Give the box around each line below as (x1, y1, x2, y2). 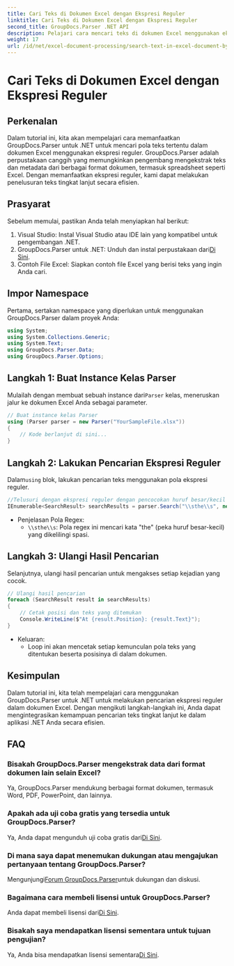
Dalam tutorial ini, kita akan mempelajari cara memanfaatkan (7, 134, 180, 142)
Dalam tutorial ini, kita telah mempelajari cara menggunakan (7, 688, 179, 697)
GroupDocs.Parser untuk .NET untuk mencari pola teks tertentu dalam (7, 141, 208, 149)
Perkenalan (7, 115, 58, 127)
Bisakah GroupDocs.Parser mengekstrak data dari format (7, 759, 205, 769)
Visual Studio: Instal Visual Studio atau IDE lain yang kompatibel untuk (17, 230, 218, 239)
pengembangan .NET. (17, 238, 80, 246)
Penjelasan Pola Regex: (17, 515, 85, 524)
